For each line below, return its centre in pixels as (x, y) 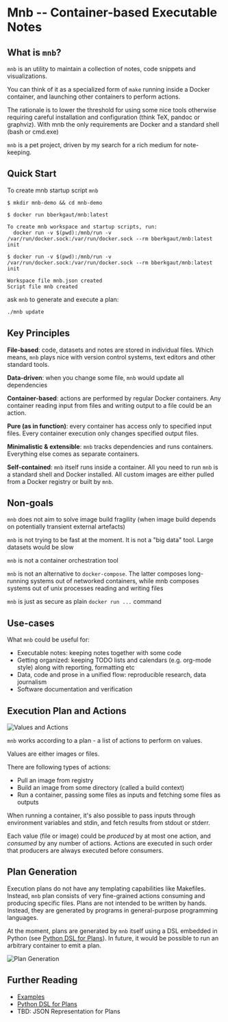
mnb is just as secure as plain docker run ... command (85, 602)
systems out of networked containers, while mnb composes (115, 581)
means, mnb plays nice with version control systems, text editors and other (111, 357)
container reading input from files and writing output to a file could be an (110, 405)
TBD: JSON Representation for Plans (69, 1011)
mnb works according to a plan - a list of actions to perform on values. (105, 740)
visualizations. (27, 76)
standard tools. (28, 364)
